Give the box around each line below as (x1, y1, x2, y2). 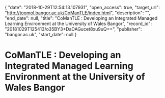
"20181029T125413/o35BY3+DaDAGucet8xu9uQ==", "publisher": (5, 26, 142, 32)
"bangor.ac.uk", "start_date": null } (5, 32, 77, 37)
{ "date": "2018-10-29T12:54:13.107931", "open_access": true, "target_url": (5, 5, 160, 10)
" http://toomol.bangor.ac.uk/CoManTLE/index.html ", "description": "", (5, 10, 151, 16)
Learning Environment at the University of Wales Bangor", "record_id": (5, 20, 152, 27)
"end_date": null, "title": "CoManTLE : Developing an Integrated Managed (5, 15, 158, 21)
